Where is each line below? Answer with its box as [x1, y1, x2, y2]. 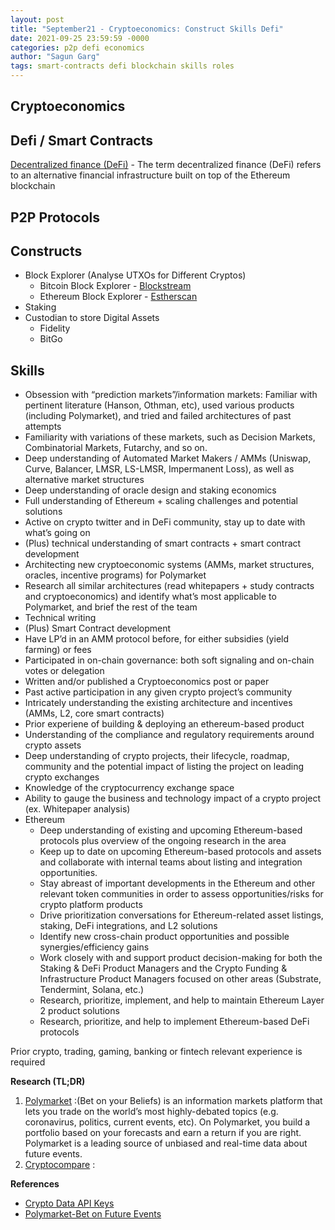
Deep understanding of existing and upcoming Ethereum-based [39, 824, 303, 836]
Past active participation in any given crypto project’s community [24, 686, 293, 698]
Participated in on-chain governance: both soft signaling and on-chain [24, 654, 315, 666]
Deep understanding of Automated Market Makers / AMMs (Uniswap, [24, 452, 312, 465]
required [10, 1056, 46, 1068]
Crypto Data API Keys [24, 1197, 115, 1210]
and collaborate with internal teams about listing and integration [39, 856, 303, 868]
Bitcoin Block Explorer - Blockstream [39, 280, 192, 292]
